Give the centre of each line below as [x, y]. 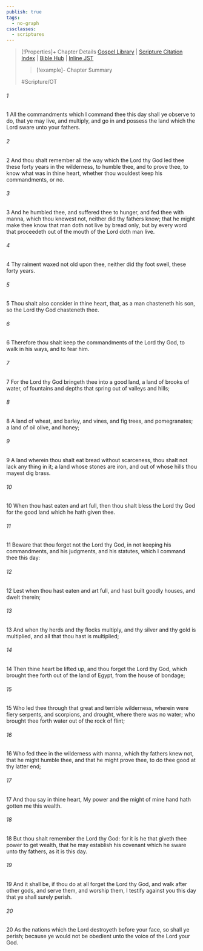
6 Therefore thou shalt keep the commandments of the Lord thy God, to [95, 343]
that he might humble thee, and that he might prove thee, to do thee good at [101, 760]
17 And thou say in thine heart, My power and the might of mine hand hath [98, 799]
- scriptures [28, 35]
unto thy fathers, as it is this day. [47, 851]
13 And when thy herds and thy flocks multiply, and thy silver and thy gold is [101, 630]
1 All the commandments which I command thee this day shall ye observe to [101, 114]
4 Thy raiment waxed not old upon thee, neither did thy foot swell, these [96, 264]
